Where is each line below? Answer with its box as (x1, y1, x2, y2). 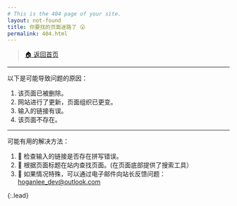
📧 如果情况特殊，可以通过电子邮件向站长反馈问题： (17, 170, 166, 178)
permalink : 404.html (7, 30, 68, 37)
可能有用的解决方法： (7, 137, 69, 145)
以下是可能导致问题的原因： (7, 74, 88, 83)
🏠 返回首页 (24, 50, 59, 59)
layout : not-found (7, 17, 61, 24)
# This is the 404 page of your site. (7, 10, 121, 18)
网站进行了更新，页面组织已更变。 (17, 98, 117, 107)
